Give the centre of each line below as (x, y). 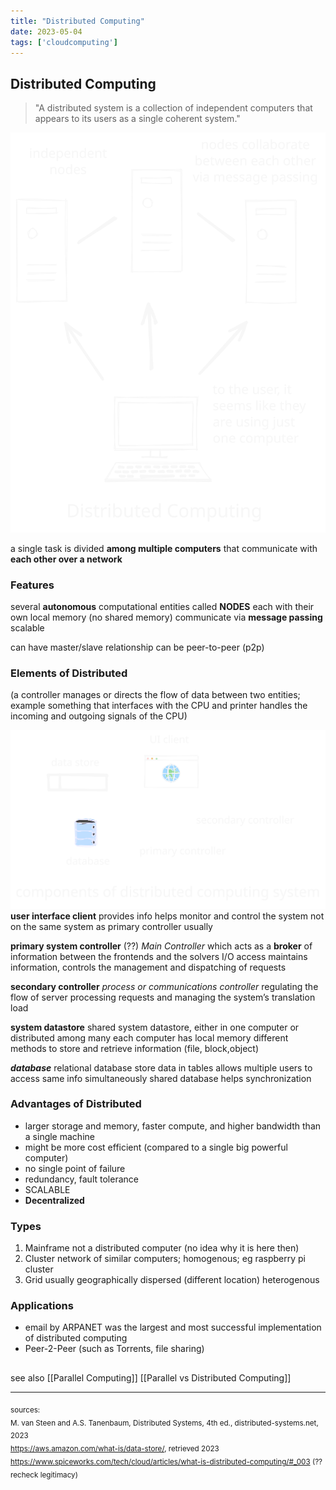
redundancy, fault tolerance (81, 1179)
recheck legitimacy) (44, 1475)
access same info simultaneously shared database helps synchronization (161, 1078)
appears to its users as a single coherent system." (137, 119)
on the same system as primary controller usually (111, 926)
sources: (25, 1410)
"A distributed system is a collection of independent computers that (173, 108)
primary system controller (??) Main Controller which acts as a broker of (161, 946)
